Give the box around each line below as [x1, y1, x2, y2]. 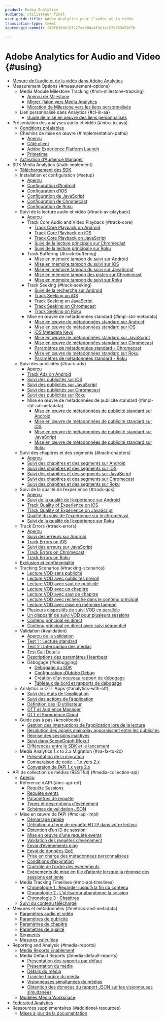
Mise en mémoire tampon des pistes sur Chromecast [34, 272, 142, 278]
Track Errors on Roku [27, 555, 70, 561]
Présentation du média [27, 963, 73, 969]
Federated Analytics [12, 1000, 53, 1006]
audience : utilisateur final [5, 12, 65, 17]
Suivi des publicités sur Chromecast [27, 387, 100, 393]
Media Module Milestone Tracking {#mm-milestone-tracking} [19, 88, 144, 94]
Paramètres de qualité [19, 926, 65, 932]
